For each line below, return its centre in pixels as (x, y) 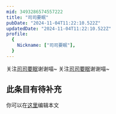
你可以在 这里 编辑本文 (32, 105)
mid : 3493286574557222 (35, 12)
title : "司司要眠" (28, 17)
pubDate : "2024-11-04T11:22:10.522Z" (53, 23)
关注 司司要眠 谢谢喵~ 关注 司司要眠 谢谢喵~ (58, 68)
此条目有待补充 (34, 90)
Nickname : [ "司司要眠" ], (46, 46)
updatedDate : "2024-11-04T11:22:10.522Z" (59, 28)
